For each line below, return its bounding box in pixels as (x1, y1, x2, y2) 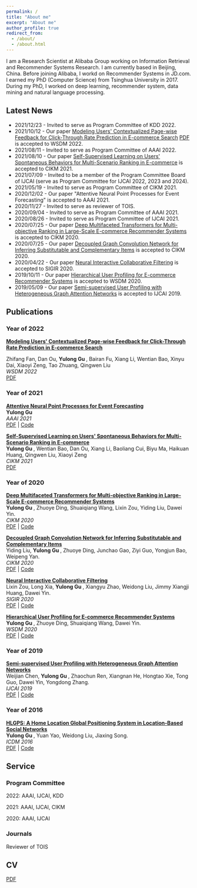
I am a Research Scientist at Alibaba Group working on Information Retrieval (6, 57, 190, 65)
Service (6, 761, 35, 771)
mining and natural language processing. (6, 89, 105, 96)
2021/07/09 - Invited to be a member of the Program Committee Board (14, 171, 186, 178)
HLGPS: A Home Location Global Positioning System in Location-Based (6, 719, 183, 726)
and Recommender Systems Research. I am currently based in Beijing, (6, 63, 176, 71)
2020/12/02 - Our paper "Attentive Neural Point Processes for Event (14, 190, 179, 197)
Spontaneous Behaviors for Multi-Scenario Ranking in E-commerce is (14, 159, 183, 166)
